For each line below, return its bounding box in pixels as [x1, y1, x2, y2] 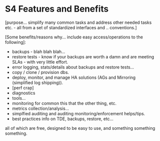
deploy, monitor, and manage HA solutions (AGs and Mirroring [12, 74, 136, 80]
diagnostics [12, 90, 35, 96]
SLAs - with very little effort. [12, 59, 69, 65]
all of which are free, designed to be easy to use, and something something [5, 125, 156, 131]
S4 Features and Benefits [5, 3, 109, 15]
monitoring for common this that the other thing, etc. [12, 100, 117, 106]
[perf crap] [12, 85, 34, 90]
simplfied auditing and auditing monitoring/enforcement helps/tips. [12, 110, 145, 116]
